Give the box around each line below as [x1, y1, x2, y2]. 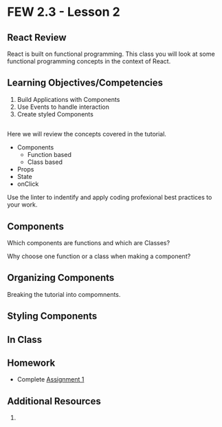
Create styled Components [16, 110, 94, 118]
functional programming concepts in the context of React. [7, 57, 171, 65]
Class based [27, 158, 63, 166]
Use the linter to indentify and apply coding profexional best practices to [7, 194, 212, 202]
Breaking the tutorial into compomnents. [7, 290, 121, 298]
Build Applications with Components [16, 95, 120, 103]
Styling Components [7, 311, 98, 322]
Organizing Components [7, 272, 115, 284]
